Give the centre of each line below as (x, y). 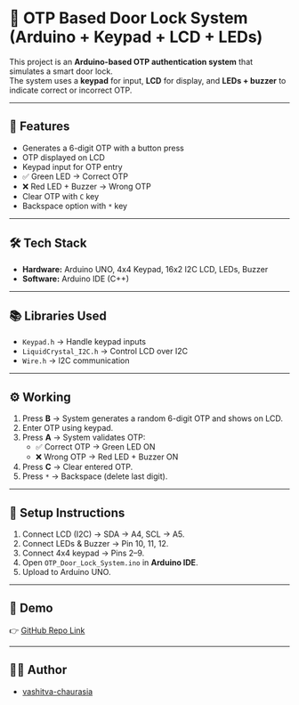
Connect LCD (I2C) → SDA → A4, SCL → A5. (103, 534)
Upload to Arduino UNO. (66, 572)
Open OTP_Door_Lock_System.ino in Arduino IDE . (110, 563)
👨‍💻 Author (38, 670)
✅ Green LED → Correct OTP (75, 176)
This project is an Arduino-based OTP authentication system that (131, 61)
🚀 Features (40, 127)
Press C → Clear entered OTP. (77, 467)
